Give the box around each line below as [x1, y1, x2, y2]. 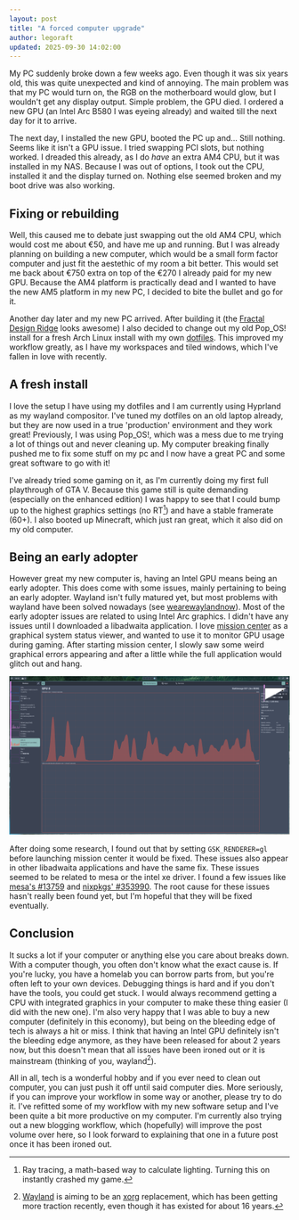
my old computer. [9, 523, 74, 534]
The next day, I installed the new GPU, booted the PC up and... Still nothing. [9, 133, 286, 144]
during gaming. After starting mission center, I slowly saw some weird [9, 639, 265, 650]
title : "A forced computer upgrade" [9, 23, 145, 33]
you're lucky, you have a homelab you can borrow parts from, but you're [9, 969, 274, 979]
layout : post [9, 14, 58, 23]
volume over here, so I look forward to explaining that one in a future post [9, 1129, 279, 1141]
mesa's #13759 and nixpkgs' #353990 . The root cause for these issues [9, 881, 270, 892]
